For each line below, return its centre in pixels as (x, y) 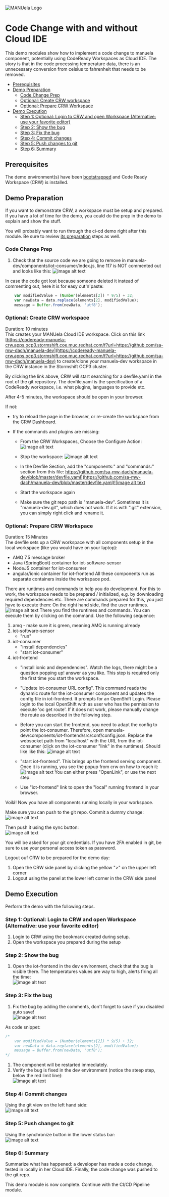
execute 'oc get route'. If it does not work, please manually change (89, 710)
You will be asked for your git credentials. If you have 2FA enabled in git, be (83, 843)
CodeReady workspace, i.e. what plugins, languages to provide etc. (75, 387)
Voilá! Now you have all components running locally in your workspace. (79, 803)
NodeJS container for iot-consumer (49, 568)
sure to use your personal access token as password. (61, 848)
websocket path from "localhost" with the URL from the (78, 741)
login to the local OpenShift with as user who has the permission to (90, 704)
